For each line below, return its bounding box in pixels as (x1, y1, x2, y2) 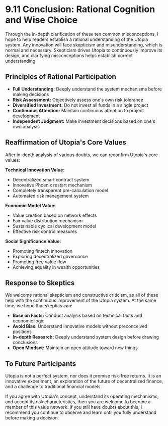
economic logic (12, 318, 45, 324)
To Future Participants (5, 359, 76, 368)
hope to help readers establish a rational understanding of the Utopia (5, 36, 148, 42)
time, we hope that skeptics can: (5, 303, 73, 309)
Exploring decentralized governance (12, 253, 88, 259)
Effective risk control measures (12, 228, 77, 234)
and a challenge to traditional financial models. (5, 384, 102, 390)
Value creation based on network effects (12, 212, 97, 218)
